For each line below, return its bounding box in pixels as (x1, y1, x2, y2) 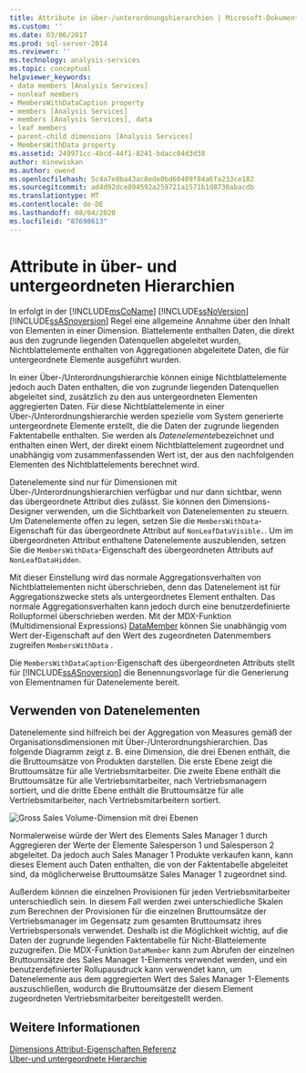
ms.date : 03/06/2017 (9, 30, 88, 39)
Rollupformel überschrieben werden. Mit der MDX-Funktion (9, 610, 232, 621)
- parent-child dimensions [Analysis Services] (9, 132, 194, 141)
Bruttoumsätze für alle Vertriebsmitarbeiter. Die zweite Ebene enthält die (9, 766, 280, 777)
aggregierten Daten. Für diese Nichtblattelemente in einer (9, 400, 225, 411)
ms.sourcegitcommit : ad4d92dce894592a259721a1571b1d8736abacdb (9, 183, 255, 192)
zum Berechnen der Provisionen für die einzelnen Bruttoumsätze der (9, 906, 267, 917)
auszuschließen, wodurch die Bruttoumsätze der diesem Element (9, 984, 254, 995)
